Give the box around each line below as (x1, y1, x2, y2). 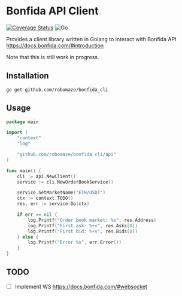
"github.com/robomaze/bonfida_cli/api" (17, 151, 117, 158)
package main (6, 118, 39, 125)
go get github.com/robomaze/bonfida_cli (6, 87, 109, 93)
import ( (6, 130, 28, 136)
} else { (17, 234, 39, 240)
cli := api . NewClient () (17, 173, 77, 179)
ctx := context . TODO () (17, 196, 74, 202)
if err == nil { (17, 212, 58, 218)
